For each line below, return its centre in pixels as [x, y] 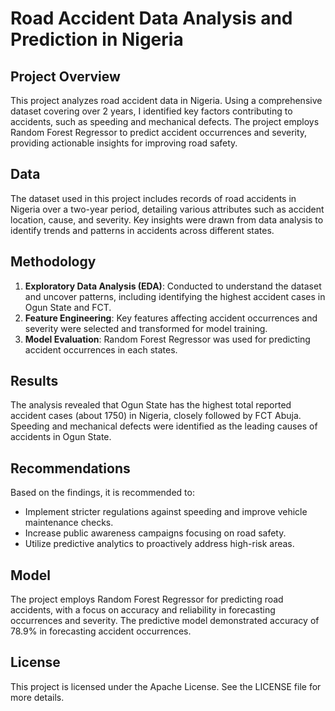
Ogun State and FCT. [68, 307]
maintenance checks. [69, 523]
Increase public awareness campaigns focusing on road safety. [155, 533]
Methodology [53, 262]
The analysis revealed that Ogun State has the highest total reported [151, 405]
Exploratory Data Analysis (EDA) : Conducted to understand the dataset [173, 286]
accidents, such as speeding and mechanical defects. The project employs [165, 121]
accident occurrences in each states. [101, 349]
